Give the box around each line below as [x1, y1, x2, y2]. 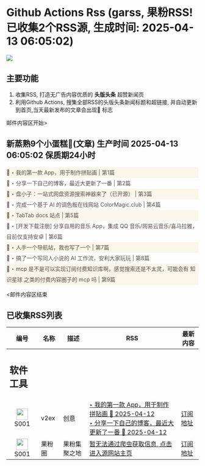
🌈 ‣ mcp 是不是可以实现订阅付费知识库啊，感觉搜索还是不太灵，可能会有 [6, 265, 189, 272]
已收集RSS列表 [6, 310, 63, 320]
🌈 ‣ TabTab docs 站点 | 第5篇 [6, 212, 79, 219]
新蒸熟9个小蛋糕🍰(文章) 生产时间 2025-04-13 [6, 139, 179, 149]
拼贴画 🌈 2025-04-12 [89, 409, 155, 418]
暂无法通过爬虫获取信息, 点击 [89, 440, 173, 448]
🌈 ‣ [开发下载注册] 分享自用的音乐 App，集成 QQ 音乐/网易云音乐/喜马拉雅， [6, 222, 198, 229]
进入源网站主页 [89, 449, 132, 457]
